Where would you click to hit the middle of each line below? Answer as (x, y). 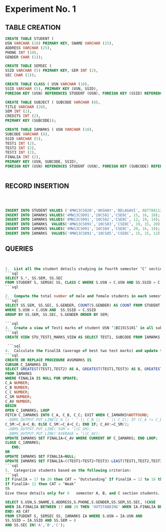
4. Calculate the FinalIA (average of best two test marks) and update (82, 351)
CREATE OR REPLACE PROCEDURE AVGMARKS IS (48, 360)
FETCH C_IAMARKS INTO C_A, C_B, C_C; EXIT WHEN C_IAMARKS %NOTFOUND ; (77, 415)
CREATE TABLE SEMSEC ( (28, 66)
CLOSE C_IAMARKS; (23, 443)
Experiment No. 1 (41, 9)
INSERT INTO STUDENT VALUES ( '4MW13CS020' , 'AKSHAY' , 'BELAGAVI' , (73, 210)
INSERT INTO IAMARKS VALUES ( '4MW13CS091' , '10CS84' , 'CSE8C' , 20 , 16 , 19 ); (83, 229)
